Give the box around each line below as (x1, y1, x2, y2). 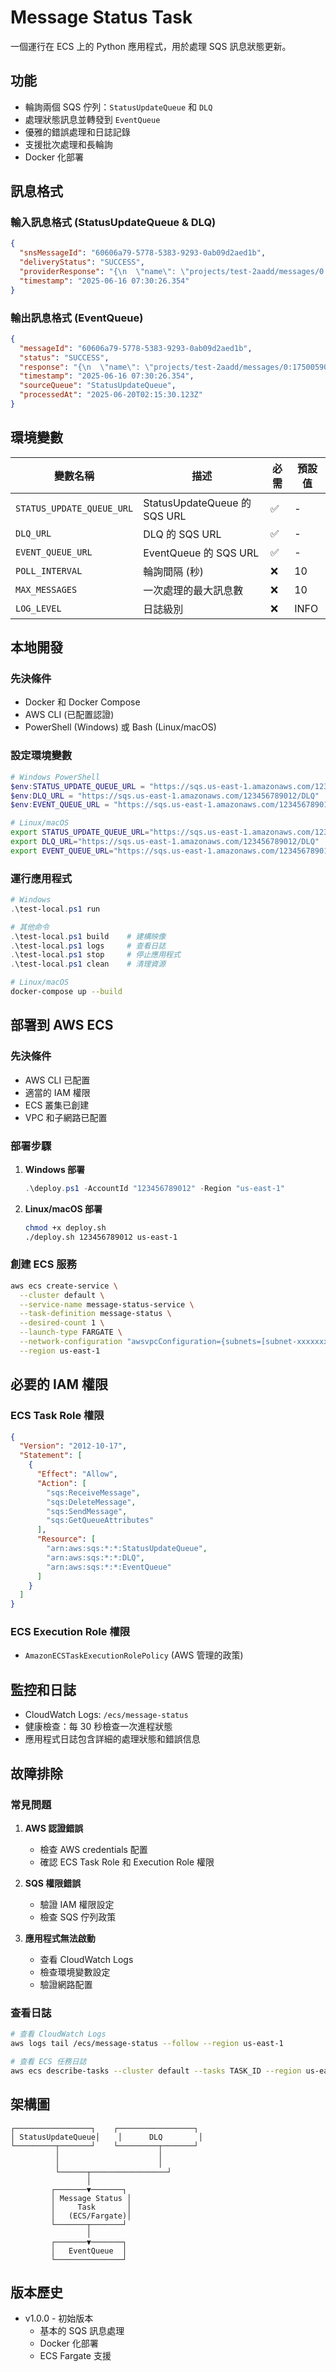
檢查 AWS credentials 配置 (39, 1843, 148, 1855)
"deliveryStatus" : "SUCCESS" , (19, 257, 145, 268)
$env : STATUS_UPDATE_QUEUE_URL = (10, 781, 145, 791)
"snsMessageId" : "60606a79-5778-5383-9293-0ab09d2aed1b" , (19, 248, 267, 258)
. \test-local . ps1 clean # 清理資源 (10, 959, 167, 970)
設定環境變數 (10, 749, 73, 763)
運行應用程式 (10, 871, 73, 885)
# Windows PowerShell (10, 772, 101, 782)
